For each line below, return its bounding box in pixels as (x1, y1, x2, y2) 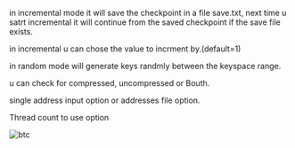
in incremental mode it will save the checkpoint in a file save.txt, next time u (9, 8, 287, 18)
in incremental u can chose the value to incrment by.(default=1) (9, 43, 242, 54)
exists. (9, 27, 34, 36)
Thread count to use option (9, 113, 110, 122)
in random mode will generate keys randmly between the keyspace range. (9, 61, 282, 71)
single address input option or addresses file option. (9, 95, 201, 105)
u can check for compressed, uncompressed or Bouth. (9, 78, 210, 88)
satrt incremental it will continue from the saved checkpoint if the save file (9, 17, 281, 27)
